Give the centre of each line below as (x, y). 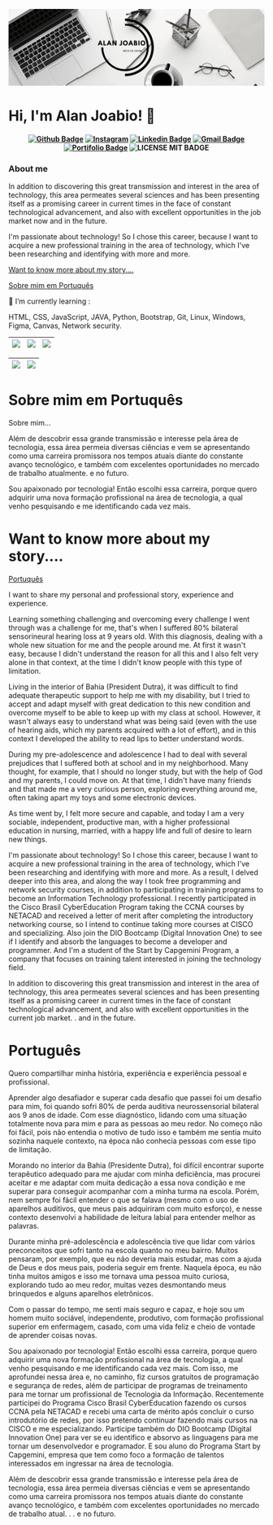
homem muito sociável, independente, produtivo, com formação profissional (136, 1317)
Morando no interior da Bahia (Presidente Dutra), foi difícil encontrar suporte (136, 1165)
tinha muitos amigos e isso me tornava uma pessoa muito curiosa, (119, 1276)
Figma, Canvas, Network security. (65, 326)
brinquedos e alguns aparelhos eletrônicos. (81, 1293)
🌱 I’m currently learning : (50, 301)
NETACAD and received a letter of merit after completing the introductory (131, 915)
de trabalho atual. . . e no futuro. (62, 1514)
